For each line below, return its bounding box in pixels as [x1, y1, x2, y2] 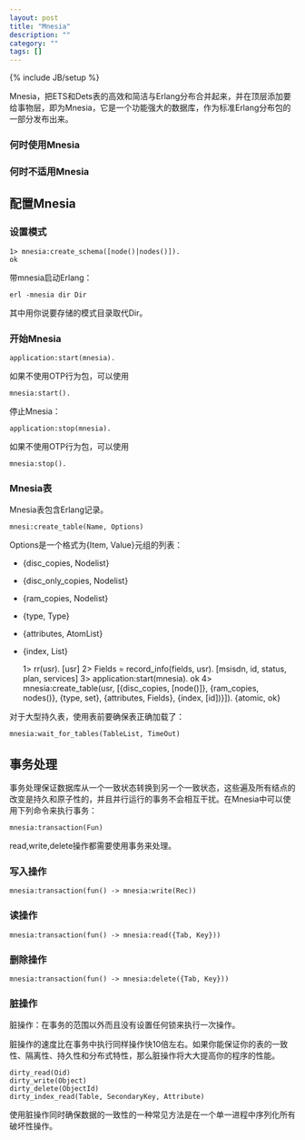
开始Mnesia [9, 332, 62, 345]
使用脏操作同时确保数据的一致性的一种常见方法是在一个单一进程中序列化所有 [9, 1109, 296, 1120]
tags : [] [9, 47, 43, 56]
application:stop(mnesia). [9, 424, 112, 433]
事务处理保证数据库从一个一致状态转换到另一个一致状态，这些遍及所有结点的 [9, 782, 296, 793]
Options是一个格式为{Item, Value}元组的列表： [9, 540, 183, 550]
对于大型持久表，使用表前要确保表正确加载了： [9, 711, 184, 722]
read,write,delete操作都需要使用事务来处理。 [9, 841, 177, 852]
